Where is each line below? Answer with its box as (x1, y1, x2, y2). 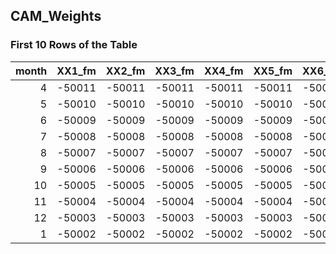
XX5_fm (253, 64, 293, 78)
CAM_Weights (10, 8, 102, 25)
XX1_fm (56, 64, 97, 78)
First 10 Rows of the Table (10, 38, 138, 52)
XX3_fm (154, 64, 195, 78)
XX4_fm (203, 64, 244, 78)
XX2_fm (105, 64, 146, 78)
